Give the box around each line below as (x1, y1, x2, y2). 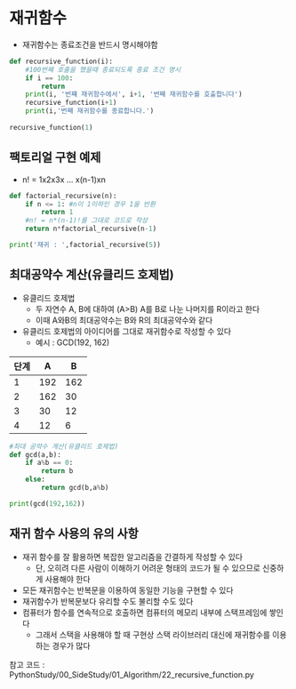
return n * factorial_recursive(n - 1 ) (25, 224, 157, 234)
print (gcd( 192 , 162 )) (9, 499, 86, 508)
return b (41, 467, 74, 476)
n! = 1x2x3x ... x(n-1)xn (21, 174, 107, 185)
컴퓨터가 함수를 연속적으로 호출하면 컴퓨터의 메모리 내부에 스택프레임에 (21, 606, 268, 618)
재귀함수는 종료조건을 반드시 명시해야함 (21, 39, 158, 50)
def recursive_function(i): (9, 57, 114, 66)
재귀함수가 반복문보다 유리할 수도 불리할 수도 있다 (21, 596, 194, 606)
